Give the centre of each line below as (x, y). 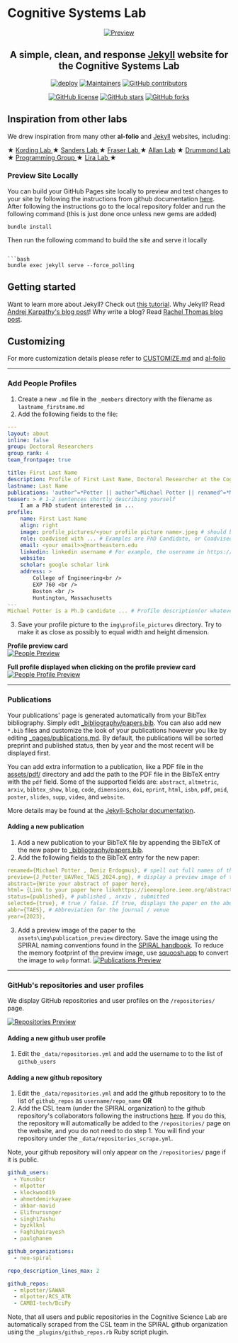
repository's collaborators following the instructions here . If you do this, (122, 1116)
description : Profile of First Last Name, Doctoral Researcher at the (114, 479)
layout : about (28, 434)
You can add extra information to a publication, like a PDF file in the (105, 766)
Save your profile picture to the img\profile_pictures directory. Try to (119, 624)
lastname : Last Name (38, 486)
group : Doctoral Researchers (50, 447)
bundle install (30, 227)
